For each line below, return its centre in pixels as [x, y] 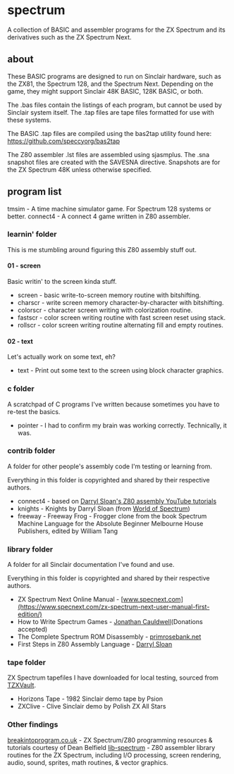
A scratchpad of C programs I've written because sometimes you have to [113, 404]
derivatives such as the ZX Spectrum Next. [69, 37]
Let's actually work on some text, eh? [62, 357]
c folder [21, 389]
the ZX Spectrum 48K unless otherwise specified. [80, 169]
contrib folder [31, 451]
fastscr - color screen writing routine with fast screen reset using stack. [121, 318]
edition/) [30, 614]
